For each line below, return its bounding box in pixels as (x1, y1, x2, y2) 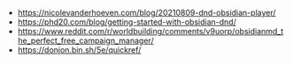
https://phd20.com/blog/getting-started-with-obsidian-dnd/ (17, 17, 236, 27)
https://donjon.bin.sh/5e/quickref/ (17, 45, 142, 55)
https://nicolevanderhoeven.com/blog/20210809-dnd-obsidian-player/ (17, 8, 276, 18)
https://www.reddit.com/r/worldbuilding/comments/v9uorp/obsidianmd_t (17, 26, 284, 36)
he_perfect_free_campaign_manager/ (17, 35, 154, 46)
